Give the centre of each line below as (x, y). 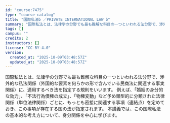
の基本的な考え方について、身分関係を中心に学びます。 (62, 115)
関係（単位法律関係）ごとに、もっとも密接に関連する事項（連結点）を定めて (85, 103)
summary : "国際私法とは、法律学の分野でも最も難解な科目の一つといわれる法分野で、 (82, 24)
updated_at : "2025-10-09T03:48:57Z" (48, 62)
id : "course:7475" (25, 10)
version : (14, 52)
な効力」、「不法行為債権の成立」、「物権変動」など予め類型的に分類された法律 (85, 96)
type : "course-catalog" (30, 15)
